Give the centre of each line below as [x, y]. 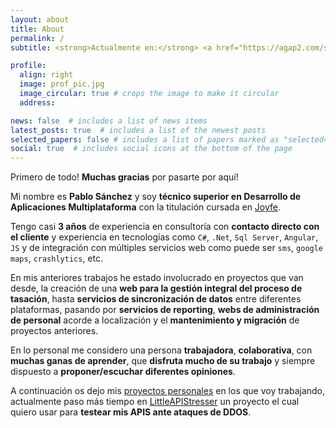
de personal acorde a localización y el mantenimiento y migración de [155, 320]
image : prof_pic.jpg [62, 84]
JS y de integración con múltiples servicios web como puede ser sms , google [167, 248]
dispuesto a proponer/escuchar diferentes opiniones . [123, 372]
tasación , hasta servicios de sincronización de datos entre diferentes [156, 299]
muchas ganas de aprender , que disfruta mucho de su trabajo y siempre [163, 361]
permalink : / [37, 38]
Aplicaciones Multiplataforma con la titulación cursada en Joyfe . [146, 207]
